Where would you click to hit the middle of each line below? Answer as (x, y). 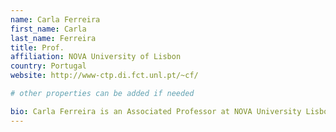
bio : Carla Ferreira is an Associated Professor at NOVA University (156, 111)
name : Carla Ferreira (55, 19)
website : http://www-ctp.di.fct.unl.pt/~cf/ (104, 76)
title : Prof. (37, 47)
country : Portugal (48, 66)
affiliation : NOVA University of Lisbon (96, 57)
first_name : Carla (48, 29)
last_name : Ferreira (53, 38)
